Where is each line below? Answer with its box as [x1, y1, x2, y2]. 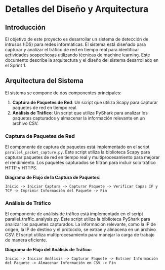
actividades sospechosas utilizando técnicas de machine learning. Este [5, 52, 150, 58]
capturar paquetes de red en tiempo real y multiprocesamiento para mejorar [5, 154, 160, 160]
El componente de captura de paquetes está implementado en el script [5, 144, 150, 150]
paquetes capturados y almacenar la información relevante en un [12, 115, 145, 121]
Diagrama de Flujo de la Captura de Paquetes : [5, 174, 101, 181]
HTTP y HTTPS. [5, 165, 38, 171]
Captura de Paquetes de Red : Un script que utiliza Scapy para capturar [12, 99, 158, 105]
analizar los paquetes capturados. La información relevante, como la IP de [5, 221, 156, 228]
